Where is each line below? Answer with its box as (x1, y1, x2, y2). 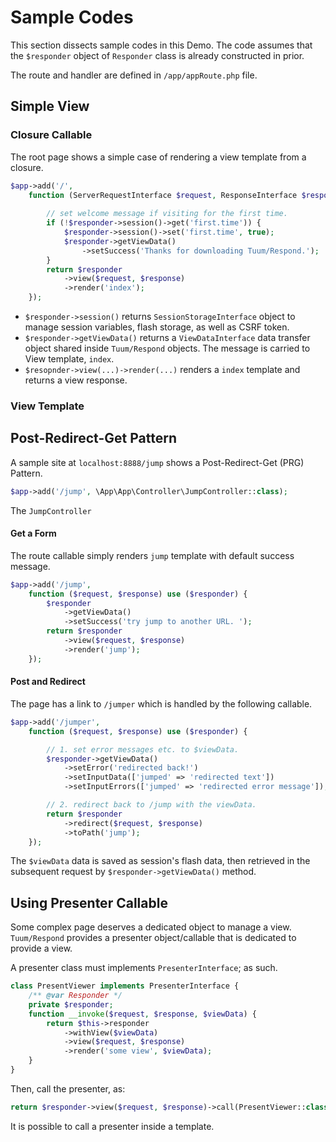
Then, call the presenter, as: (10, 1082, 126, 1095)
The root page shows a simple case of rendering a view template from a (10, 151, 307, 163)
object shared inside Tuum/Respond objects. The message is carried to (24, 342, 311, 354)
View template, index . (24, 353, 115, 365)
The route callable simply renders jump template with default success (10, 549, 295, 561)
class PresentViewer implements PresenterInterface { (10, 981, 240, 991)
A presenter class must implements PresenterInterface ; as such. (10, 962, 278, 974)
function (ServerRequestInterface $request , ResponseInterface (28, 190, 298, 200)
